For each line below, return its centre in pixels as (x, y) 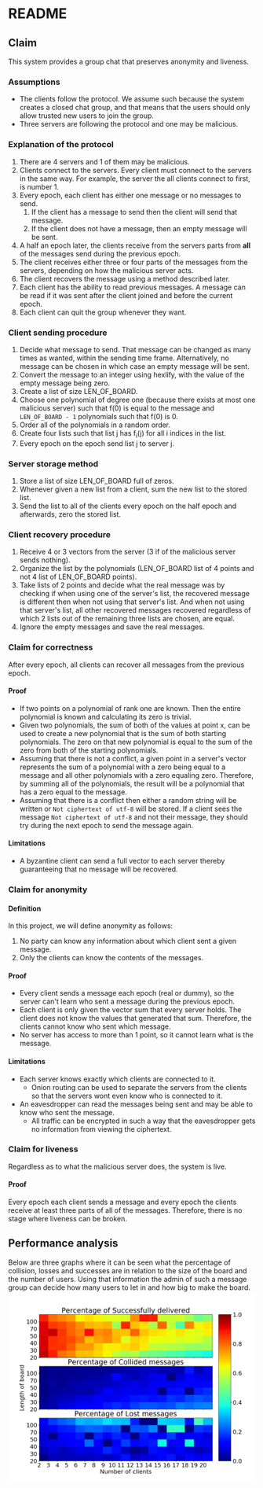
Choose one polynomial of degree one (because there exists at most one (137, 400)
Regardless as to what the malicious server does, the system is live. (117, 1166)
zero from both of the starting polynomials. (89, 750)
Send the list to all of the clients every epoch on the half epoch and (128, 506)
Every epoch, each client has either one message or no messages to (130, 195)
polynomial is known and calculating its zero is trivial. (106, 716)
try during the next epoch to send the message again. (106, 825)
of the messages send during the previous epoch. (100, 253)
